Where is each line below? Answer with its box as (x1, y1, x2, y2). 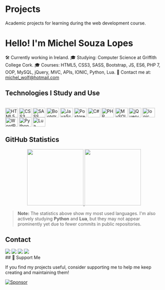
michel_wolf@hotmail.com (5, 74, 59, 80)
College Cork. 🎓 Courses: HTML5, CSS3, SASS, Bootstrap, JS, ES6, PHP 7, (5, 61, 160, 68)
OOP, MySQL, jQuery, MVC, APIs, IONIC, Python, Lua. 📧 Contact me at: (5, 69, 151, 75)
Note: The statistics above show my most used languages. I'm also (17, 210, 156, 216)
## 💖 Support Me (5, 254, 41, 260)
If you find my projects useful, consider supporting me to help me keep (5, 264, 151, 270)
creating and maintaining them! (5, 269, 69, 275)
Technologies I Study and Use (5, 89, 100, 97)
